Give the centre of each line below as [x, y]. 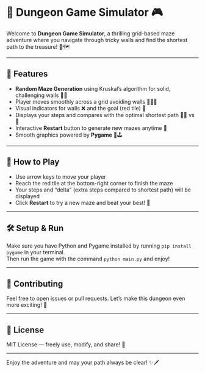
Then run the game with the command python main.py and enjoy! [88, 259]
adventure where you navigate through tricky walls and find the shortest [97, 40]
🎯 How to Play [33, 162]
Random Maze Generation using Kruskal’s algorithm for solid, [93, 88]
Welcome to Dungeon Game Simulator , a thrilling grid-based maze [91, 33]
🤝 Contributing [35, 284]
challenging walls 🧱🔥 [41, 95]
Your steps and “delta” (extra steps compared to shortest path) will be [103, 190]
